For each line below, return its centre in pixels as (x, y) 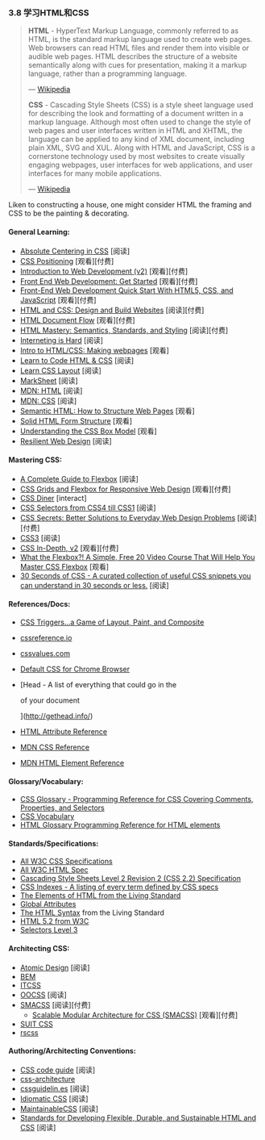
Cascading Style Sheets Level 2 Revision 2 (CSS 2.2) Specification (130, 879)
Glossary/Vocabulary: (46, 781)
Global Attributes (48, 904)
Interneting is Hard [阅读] (61, 340)
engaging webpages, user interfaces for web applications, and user (140, 165)
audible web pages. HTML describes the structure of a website (132, 56)
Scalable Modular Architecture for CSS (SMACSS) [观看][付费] (135, 1015)
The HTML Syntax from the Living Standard (92, 912)
